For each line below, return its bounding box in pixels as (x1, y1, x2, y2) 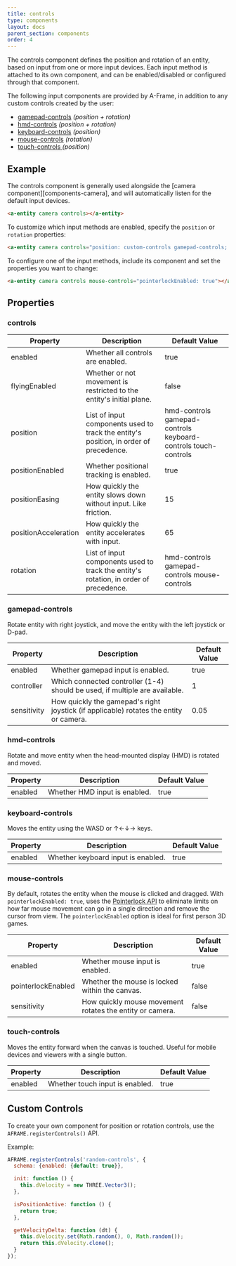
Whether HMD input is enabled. (48, 787, 152, 797)
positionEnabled (11, 466, 65, 475)
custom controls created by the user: (7, 99, 114, 107)
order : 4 (7, 37, 33, 44)
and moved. (7, 758, 42, 767)
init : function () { (13, 1175, 74, 1182)
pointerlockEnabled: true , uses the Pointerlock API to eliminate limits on (7, 897, 218, 906)
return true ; (20, 1207, 58, 1215)
